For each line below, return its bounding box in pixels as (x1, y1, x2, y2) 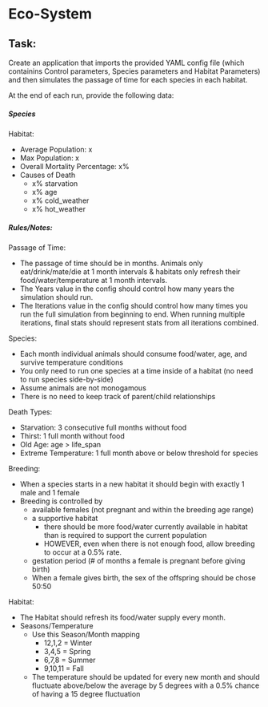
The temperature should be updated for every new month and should (31, 672, 260, 681)
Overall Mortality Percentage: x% (19, 161, 130, 171)
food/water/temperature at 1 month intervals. (19, 275, 168, 285)
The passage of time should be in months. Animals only (19, 258, 203, 268)
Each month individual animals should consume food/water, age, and (19, 349, 247, 358)
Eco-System (8, 5, 92, 23)
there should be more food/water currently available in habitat (43, 522, 248, 531)
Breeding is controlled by (19, 496, 103, 506)
